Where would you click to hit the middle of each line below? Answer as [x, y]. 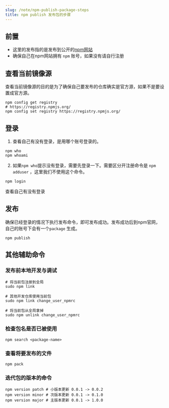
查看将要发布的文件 [29, 353]
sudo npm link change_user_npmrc [40, 301]
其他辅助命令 [25, 255]
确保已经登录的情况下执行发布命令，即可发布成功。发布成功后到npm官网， [83, 222]
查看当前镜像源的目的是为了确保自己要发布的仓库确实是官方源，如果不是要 [82, 87]
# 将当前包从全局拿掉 [24, 311]
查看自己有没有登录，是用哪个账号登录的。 [57, 141]
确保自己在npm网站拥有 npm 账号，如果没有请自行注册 [68, 56]
